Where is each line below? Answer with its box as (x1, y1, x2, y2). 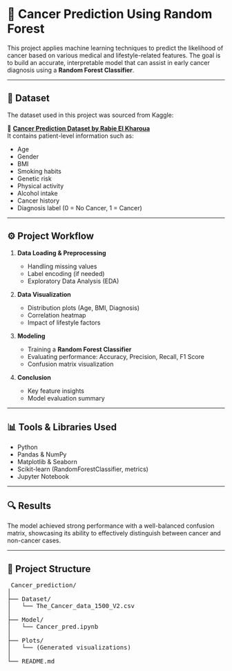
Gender (17, 152, 39, 160)
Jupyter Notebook (17, 472, 69, 481)
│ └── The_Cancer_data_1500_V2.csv (7, 602, 135, 609)
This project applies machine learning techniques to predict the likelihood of (7, 44, 224, 52)
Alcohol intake (17, 189, 58, 197)
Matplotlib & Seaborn (17, 458, 77, 466)
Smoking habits (17, 167, 62, 175)
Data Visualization (17, 290, 71, 298)
